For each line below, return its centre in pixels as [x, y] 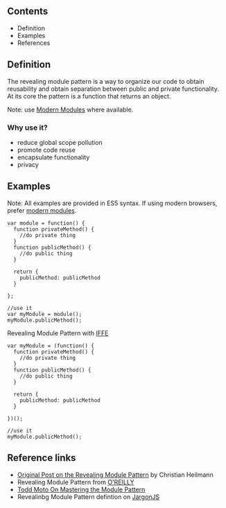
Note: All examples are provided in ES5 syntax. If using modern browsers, [112, 203]
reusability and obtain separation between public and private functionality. [113, 89]
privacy [28, 164]
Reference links [42, 458]
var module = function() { [46, 223]
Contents [28, 11]
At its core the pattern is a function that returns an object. [89, 96]
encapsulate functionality [53, 157]
